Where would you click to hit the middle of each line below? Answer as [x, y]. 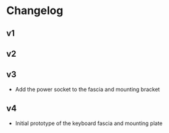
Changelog [35, 11]
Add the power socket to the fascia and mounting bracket [88, 89]
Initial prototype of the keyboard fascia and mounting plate [89, 123]
